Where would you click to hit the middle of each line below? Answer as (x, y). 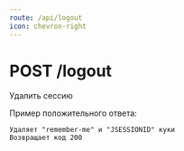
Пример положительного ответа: (73, 113)
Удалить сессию (41, 96)
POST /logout (61, 71)
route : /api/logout (46, 18)
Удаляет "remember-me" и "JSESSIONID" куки (92, 130)
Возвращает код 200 (46, 138)
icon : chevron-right (48, 26)
